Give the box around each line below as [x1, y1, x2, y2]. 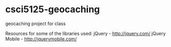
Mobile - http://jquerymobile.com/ [5, 36, 77, 42]
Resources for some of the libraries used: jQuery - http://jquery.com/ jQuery [5, 30, 166, 36]
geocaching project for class [5, 20, 66, 27]
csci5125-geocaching [5, 4, 100, 15]
